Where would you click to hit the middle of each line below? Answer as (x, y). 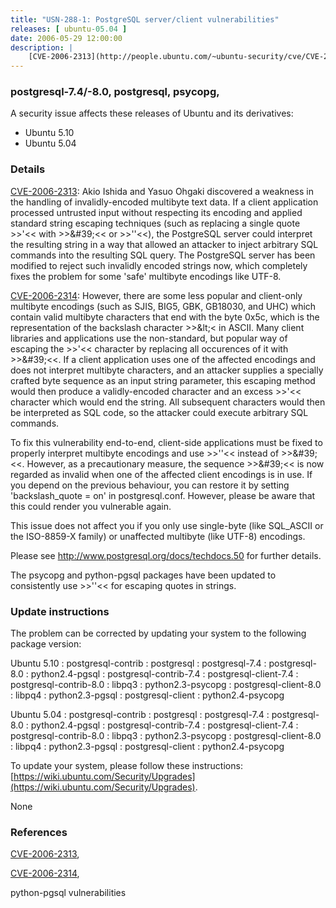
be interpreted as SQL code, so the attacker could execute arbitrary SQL (159, 412)
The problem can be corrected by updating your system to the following (158, 633)
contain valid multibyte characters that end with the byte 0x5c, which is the (165, 317)
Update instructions (60, 611)
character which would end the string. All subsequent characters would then (168, 402)
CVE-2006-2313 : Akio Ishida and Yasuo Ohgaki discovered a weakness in (162, 191)
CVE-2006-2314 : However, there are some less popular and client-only (156, 295)
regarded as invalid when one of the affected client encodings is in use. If (161, 474)
